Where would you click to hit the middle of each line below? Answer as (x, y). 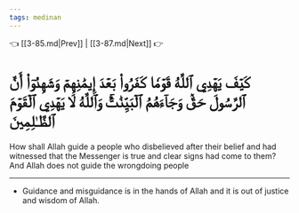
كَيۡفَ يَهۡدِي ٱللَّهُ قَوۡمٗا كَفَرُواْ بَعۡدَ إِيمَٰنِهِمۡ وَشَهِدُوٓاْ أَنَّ (130, 82)
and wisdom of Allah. (61, 200)
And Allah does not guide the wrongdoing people (99, 165)
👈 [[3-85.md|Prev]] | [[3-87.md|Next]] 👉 (86, 43)
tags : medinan (36, 17)
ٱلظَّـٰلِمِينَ (32, 121)
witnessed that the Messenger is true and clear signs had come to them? (143, 155)
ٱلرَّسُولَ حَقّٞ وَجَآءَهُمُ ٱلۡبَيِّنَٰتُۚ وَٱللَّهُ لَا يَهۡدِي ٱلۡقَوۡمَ (127, 102)
